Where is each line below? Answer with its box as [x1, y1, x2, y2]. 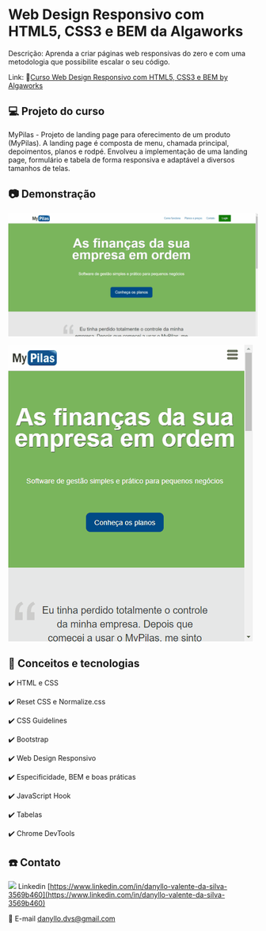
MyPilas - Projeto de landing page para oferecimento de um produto [8, 129, 231, 139]
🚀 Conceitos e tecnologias [8, 657, 140, 670]
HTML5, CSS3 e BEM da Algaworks [8, 22, 244, 40]
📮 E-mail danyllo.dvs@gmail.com [8, 914, 116, 924]
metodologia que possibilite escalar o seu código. [8, 57, 170, 67]
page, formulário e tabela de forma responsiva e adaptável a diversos [8, 155, 235, 164]
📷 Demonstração [8, 188, 97, 201]
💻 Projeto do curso [8, 105, 105, 118]
